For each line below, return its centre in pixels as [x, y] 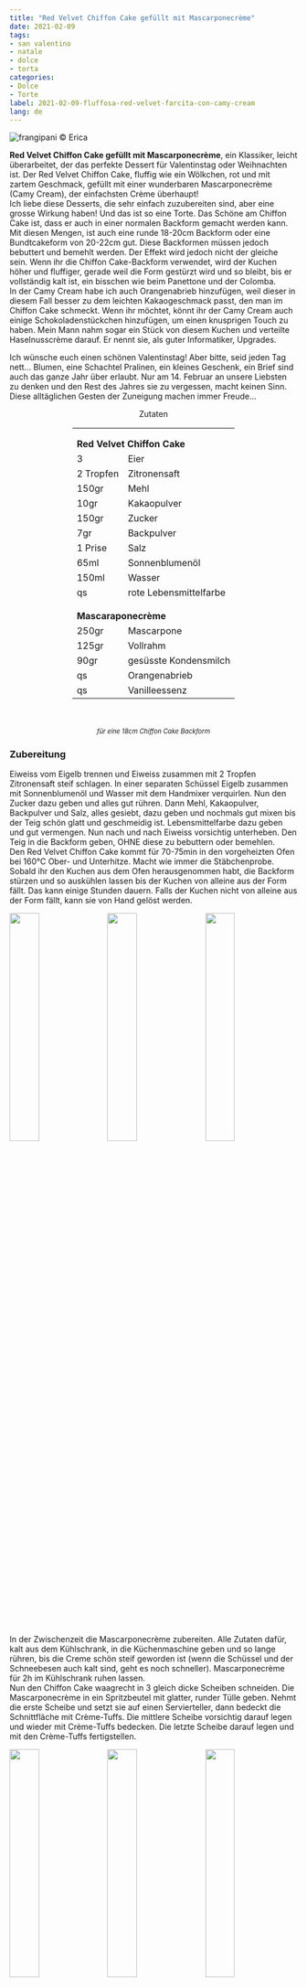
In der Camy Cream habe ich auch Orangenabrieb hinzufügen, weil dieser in [153, 291]
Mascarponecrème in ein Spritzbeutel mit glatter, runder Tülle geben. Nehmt [153, 1698]
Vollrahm [147, 646]
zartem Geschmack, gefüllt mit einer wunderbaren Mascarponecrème [141, 185]
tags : [20, 35]
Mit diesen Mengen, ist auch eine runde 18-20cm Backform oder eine [140, 233]
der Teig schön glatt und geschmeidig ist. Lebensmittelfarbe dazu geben [146, 823]
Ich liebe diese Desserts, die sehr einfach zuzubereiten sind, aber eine [142, 204]
